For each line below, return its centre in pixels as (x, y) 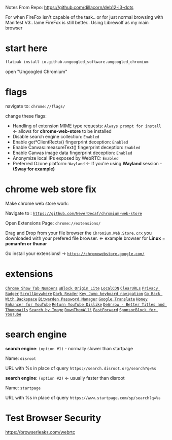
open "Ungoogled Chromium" (36, 71)
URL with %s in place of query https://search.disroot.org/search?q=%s (81, 368)
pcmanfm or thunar (26, 243)
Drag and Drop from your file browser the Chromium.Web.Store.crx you (79, 233)
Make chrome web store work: (37, 203)
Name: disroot (21, 358)
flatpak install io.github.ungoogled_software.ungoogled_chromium (77, 62)
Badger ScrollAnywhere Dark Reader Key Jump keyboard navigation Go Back (83, 294)
